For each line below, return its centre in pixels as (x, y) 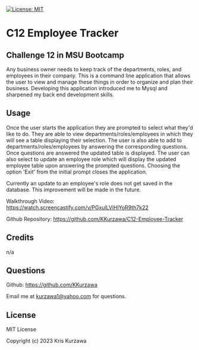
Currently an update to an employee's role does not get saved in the (89, 183)
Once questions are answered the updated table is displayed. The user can (98, 153)
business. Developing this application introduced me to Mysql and (87, 88)
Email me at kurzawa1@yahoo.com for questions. (66, 297)
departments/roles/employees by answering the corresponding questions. (97, 146)
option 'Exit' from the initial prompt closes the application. (77, 172)
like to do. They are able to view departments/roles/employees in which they (99, 134)
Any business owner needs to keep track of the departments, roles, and (94, 69)
